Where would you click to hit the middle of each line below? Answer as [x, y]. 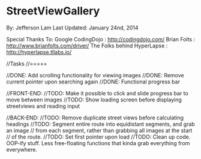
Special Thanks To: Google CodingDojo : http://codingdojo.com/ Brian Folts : [101, 39]
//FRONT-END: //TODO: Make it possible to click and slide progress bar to [97, 93]
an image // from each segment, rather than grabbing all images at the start [99, 130]
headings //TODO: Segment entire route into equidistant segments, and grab [100, 124]
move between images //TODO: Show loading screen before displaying [94, 100]
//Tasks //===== [27, 64]
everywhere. [22, 149]
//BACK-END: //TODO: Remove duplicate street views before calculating [95, 118]
